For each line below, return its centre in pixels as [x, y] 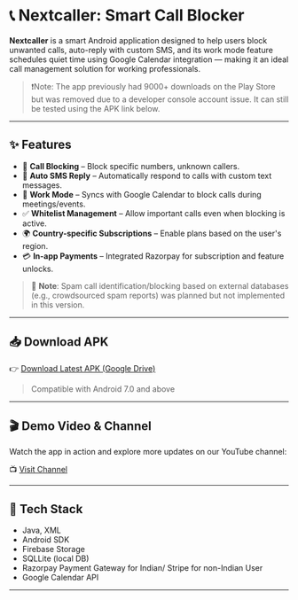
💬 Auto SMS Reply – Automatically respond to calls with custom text [147, 175]
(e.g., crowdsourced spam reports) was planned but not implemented [158, 295]
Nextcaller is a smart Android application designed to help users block [138, 40]
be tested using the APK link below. [95, 108]
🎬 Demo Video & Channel [81, 426]
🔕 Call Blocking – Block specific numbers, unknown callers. [131, 166]
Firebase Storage [54, 549]
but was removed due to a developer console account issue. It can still [160, 99]
